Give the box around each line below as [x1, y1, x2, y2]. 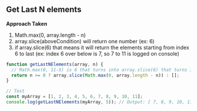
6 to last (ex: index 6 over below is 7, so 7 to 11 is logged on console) [14, 50, 180, 57]
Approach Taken [6, 20, 47, 27]
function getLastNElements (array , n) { [6, 61, 104, 67]
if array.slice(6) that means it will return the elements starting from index [14, 44, 189, 51]
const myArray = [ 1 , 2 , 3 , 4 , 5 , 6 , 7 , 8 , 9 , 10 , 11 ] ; [6, 93, 143, 100]
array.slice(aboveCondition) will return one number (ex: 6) [14, 37, 155, 44]
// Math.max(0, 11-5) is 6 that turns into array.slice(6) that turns [11, 67, 188, 72]
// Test [6, 88, 25, 94]
